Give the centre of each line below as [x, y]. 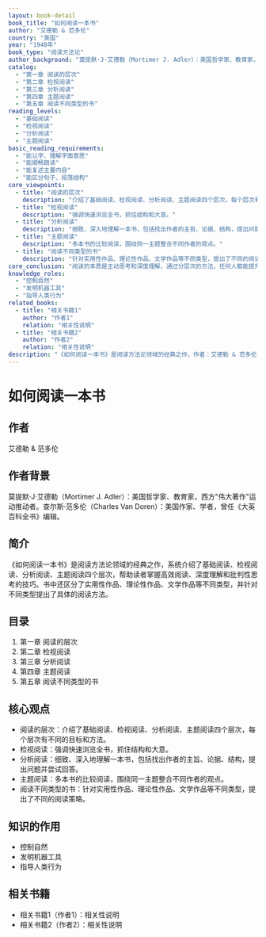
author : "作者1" [48, 318]
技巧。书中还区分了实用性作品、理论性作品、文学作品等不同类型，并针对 [140, 584]
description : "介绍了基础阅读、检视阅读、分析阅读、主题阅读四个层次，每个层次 [139, 200]
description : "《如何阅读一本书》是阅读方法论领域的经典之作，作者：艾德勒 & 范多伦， [136, 355]
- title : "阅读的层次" [50, 192]
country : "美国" [34, 38]
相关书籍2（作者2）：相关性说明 [71, 924]
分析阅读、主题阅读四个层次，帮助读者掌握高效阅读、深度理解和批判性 [136, 574]
